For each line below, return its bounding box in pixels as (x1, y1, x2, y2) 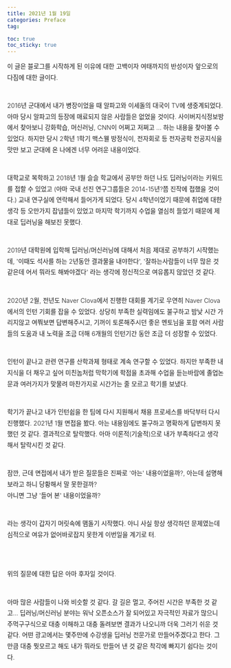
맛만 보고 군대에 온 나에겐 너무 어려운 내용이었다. (7, 145, 141, 154)
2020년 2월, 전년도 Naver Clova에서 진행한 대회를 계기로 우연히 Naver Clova (7, 296, 221, 304)
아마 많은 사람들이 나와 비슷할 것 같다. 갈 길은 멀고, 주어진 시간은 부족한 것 (7, 598, 210, 606)
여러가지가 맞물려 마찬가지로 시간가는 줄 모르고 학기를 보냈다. (20, 379, 188, 388)
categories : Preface (7, 17, 67, 23)
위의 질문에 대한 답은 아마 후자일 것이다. (7, 570, 117, 578)
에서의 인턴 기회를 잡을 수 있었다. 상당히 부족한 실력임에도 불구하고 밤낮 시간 (7, 307, 217, 315)
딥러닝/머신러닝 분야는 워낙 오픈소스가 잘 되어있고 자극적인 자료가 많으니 (19, 609, 219, 617)
